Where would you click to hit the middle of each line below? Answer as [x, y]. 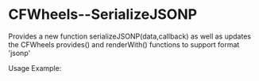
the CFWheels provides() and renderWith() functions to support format [124, 44]
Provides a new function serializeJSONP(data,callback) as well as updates [130, 36]
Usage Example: [35, 68]
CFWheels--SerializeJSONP [102, 15]
